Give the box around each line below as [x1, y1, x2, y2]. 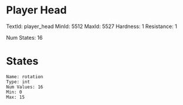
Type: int [6, 79, 31, 85]
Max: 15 [6, 94, 25, 100]
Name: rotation [6, 73, 44, 79]
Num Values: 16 [6, 84, 44, 90]
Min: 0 [6, 89, 22, 95]
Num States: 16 [6, 34, 43, 41]
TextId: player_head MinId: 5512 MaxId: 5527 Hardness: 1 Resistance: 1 [6, 23, 178, 30]
